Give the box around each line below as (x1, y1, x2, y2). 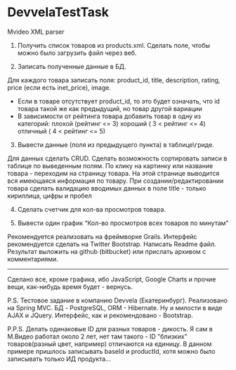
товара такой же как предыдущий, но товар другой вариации (17, 104, 202, 113)
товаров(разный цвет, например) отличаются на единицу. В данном (7, 339, 212, 348)
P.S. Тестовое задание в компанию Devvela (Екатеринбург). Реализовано (7, 296, 228, 305)
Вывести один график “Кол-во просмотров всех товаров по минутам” (17, 219, 229, 227)
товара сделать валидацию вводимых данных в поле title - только (7, 184, 206, 192)
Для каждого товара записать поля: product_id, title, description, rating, (7, 75, 221, 84)
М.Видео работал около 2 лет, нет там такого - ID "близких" (7, 332, 188, 340)
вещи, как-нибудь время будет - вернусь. (7, 282, 133, 291)
